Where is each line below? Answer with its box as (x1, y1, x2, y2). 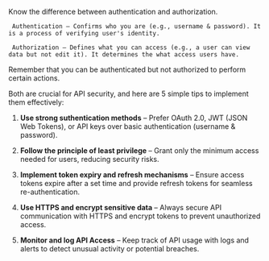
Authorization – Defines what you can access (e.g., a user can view (11, 43, 250, 52)
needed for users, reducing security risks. (19, 155, 159, 164)
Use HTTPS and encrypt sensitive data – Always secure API (19, 203, 222, 212)
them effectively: (8, 97, 64, 107)
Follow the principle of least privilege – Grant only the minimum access (19, 146, 259, 155)
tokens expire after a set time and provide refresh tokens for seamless (19, 179, 253, 188)
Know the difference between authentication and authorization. (8, 7, 218, 16)
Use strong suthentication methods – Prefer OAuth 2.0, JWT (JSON (19, 113, 248, 122)
